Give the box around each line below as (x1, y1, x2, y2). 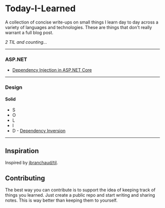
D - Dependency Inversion (12, 128, 66, 134)
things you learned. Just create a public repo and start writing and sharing (5, 192, 156, 198)
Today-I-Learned (5, 3, 76, 14)
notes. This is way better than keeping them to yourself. (5, 197, 118, 203)
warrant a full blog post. (5, 29, 54, 35)
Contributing (5, 174, 45, 182)
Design (5, 84, 23, 91)
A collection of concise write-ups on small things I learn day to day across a (5, 19, 159, 25)
